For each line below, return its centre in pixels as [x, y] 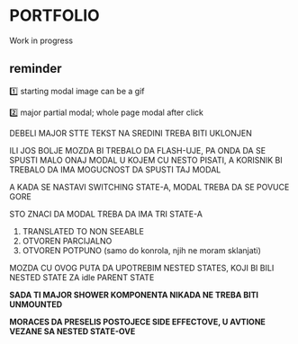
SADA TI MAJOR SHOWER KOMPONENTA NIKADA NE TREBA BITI [134, 295]
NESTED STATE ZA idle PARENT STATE [82, 277]
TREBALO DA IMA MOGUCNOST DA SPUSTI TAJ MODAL [115, 169]
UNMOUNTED [36, 304]
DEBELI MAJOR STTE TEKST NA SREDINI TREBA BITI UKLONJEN [131, 133]
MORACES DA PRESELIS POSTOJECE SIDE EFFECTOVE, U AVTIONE [137, 322]
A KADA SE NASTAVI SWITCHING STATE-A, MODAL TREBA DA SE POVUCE [149, 187]
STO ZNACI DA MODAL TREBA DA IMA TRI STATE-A [106, 214]
